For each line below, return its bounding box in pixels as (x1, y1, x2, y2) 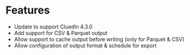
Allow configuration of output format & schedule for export (14, 42, 157, 49)
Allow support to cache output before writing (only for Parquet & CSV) (14, 35, 185, 43)
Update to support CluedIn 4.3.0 (14, 23, 93, 30)
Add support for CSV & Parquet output (14, 29, 107, 36)
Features (5, 4, 50, 17)
